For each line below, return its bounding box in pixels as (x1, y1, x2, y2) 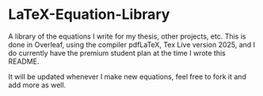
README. (8, 57, 40, 66)
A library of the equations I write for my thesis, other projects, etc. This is (8, 31, 246, 41)
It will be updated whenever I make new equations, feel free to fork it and (8, 72, 247, 81)
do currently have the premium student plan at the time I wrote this (8, 48, 226, 57)
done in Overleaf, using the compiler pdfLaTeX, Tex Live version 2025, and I (8, 39, 256, 49)
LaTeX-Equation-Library (8, 6, 170, 24)
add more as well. (8, 80, 67, 90)
